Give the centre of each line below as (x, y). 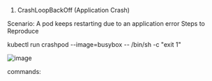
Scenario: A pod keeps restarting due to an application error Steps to (106, 23)
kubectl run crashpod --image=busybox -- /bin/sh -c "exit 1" (94, 44)
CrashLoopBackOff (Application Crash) (74, 10)
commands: (24, 72)
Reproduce (23, 31)
